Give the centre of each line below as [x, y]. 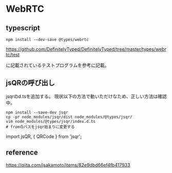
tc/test [13, 55]
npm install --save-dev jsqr [37, 112]
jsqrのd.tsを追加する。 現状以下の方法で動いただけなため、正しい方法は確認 [86, 96]
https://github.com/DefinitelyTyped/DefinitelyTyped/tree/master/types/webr [86, 49]
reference [22, 153]
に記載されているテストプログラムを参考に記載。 [58, 65]
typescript [23, 28]
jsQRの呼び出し [31, 83]
